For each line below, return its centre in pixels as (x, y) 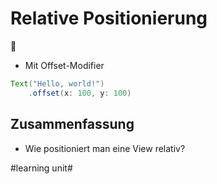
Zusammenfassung (72, 124)
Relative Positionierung (109, 18)
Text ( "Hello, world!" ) (57, 83)
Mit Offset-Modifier (64, 65)
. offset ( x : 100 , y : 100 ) (80, 93)
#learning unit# (41, 168)
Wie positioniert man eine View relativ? (105, 148)
